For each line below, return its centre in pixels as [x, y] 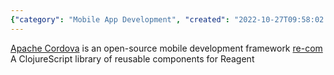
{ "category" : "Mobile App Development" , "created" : [120, 19]
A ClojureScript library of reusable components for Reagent [132, 58]
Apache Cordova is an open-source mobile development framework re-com [166, 48]
